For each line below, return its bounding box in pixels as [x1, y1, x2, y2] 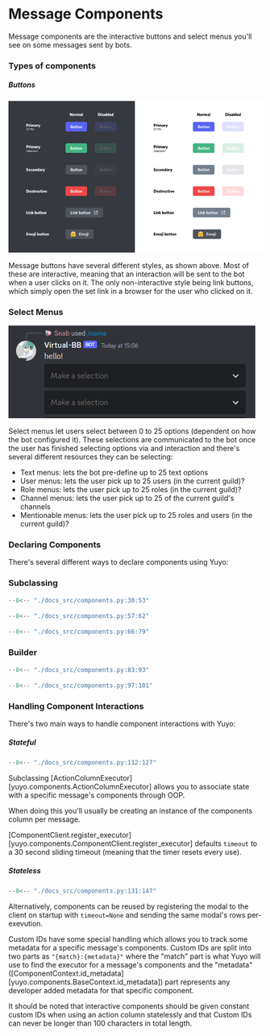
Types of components [8, 60, 97, 71]
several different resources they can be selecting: [8, 452, 173, 462]
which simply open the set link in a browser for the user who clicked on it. [8, 287, 253, 296]
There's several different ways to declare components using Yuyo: [8, 557, 229, 566]
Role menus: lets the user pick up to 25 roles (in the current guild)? [19, 484, 242, 494]
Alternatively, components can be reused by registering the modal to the [8, 901, 249, 911]
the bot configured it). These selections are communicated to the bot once [8, 434, 256, 444]
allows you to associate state [152, 782, 250, 792]
